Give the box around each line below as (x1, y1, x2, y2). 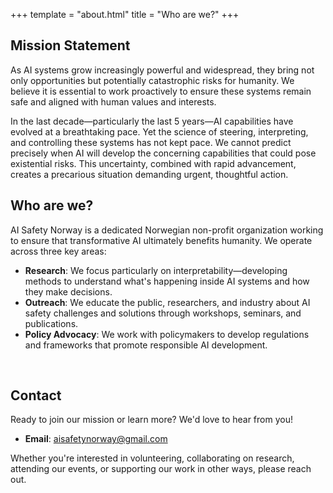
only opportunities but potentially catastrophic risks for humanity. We (10, 74, 295, 86)
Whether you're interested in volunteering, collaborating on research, (10, 452, 295, 464)
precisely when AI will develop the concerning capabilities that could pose (10, 147, 317, 159)
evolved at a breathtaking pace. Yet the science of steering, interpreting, (10, 125, 309, 138)
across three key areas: (10, 245, 107, 257)
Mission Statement (10, 37, 131, 54)
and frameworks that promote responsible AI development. (24, 339, 268, 351)
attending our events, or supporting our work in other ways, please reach (10, 463, 312, 475)
